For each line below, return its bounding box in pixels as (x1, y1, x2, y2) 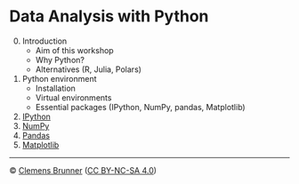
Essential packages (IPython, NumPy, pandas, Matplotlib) (35, 101, 246, 112)
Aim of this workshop (35, 44, 114, 55)
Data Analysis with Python (9, 6, 209, 27)
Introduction (21, 36, 68, 46)
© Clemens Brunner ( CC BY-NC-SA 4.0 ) (9, 164, 158, 175)
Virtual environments (35, 92, 112, 103)
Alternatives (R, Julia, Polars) (35, 64, 142, 75)
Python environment (21, 73, 97, 84)
